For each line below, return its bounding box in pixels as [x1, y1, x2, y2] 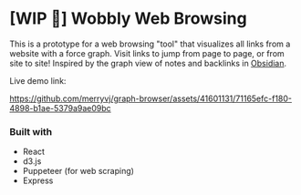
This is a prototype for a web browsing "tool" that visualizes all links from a [9, 38, 291, 49]
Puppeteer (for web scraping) [22, 166, 135, 177]
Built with [9, 125, 53, 138]
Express [22, 175, 54, 186]
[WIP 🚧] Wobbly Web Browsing [9, 8, 248, 29]
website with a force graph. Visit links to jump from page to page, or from [9, 47, 285, 58]
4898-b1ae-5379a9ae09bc [9, 102, 111, 113]
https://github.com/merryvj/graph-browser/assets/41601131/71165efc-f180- [9, 93, 293, 104]
